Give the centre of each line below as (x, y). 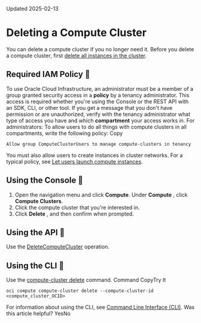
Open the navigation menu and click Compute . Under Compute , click (101, 195)
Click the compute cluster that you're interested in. (77, 207)
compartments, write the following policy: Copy (65, 133)
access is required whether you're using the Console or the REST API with (98, 101)
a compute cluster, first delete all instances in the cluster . (77, 56)
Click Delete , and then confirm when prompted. (74, 214)
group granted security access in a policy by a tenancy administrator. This (98, 95)
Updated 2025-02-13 (32, 9)
